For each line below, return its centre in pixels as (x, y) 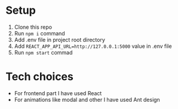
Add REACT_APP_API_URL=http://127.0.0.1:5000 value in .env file (93, 46)
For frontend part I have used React (58, 93)
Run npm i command (39, 33)
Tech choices (40, 77)
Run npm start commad (43, 52)
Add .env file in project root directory (60, 40)
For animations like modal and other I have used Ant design (87, 99)
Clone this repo (33, 27)
